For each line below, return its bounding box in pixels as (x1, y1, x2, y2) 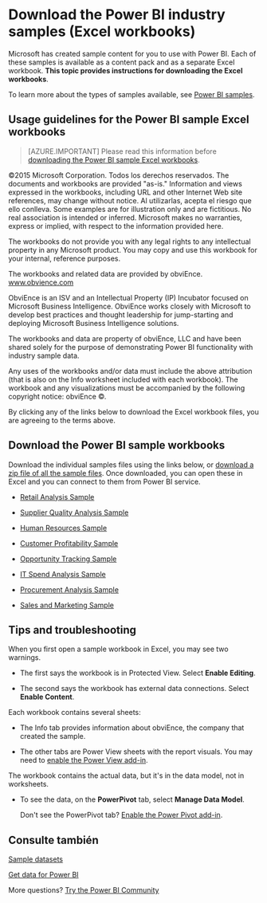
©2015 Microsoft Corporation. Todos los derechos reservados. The (8, 170, 230, 180)
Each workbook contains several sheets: (8, 708, 141, 717)
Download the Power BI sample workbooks (8, 438, 226, 452)
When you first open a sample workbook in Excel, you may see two (8, 644, 229, 654)
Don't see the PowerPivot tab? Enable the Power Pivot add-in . (19, 811, 223, 820)
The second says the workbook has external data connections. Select (19, 684, 249, 693)
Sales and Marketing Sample (19, 600, 114, 610)
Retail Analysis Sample (19, 492, 95, 501)
